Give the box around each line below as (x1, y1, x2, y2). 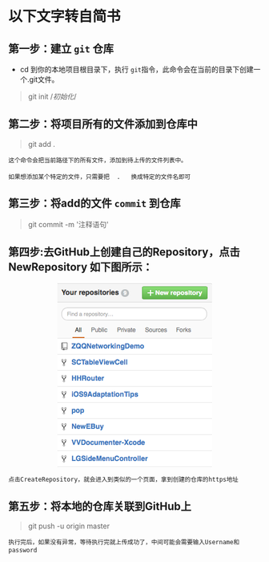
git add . (27, 139, 56, 149)
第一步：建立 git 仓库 (8, 42, 114, 55)
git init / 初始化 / (27, 92, 77, 101)
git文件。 (29, 75, 59, 84)
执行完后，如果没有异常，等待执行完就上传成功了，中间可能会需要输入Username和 (8, 539, 240, 547)
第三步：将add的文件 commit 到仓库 (8, 197, 182, 210)
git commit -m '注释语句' (27, 219, 110, 229)
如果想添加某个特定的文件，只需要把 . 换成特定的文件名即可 (8, 173, 191, 181)
